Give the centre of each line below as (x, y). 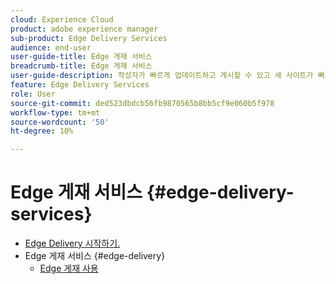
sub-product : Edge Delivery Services (89, 38)
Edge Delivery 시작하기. (72, 243)
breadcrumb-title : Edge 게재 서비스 (81, 66)
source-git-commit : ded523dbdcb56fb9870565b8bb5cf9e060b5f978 (142, 103)
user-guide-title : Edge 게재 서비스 (81, 57)
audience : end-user (51, 47)
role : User (33, 94)
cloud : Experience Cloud (62, 19)
